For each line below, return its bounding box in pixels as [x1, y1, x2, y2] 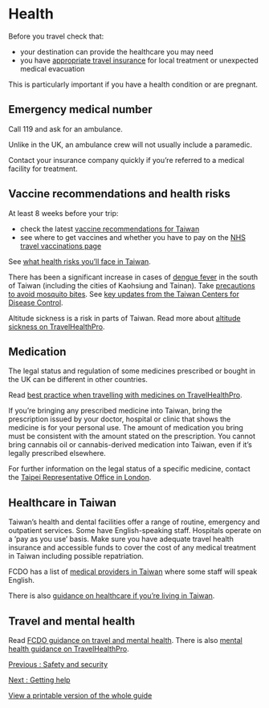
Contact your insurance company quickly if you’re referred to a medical [8, 155, 245, 165]
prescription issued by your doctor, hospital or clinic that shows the [8, 414, 231, 424]
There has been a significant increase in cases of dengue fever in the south [8, 272, 259, 282]
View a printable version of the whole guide [8, 691, 153, 700]
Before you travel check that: [8, 31, 104, 41]
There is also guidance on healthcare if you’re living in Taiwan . [8, 591, 215, 600]
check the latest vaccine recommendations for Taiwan [19, 224, 200, 234]
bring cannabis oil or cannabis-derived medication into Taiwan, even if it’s [8, 440, 253, 450]
